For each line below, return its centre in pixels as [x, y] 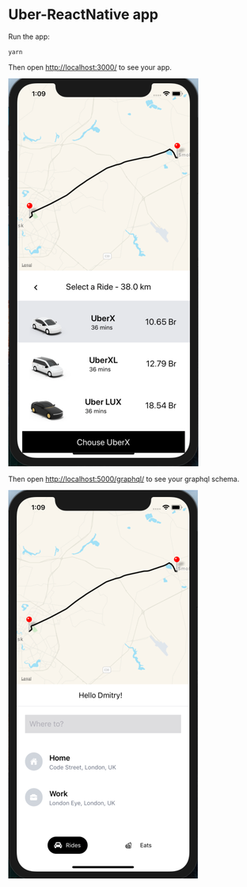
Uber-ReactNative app [83, 15]
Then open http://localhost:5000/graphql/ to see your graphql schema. [124, 479]
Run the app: [29, 36]
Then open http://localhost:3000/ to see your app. [90, 67]
